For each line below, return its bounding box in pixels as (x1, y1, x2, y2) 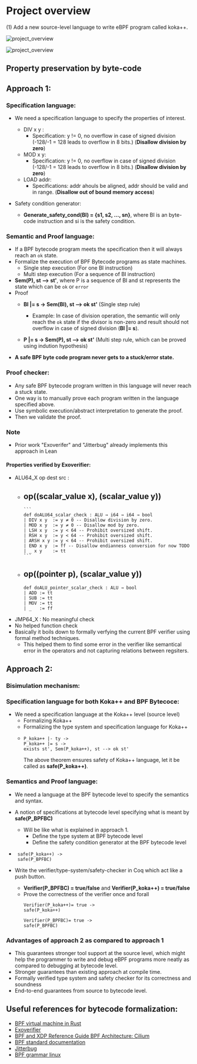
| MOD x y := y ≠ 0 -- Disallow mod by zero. (23, 522, 140, 528)
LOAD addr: (23, 176, 52, 183)
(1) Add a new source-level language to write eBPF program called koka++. (6, 24, 188, 31)
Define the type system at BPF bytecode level (32, 832, 143, 840)
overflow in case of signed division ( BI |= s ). (32, 325, 139, 332)
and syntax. (14, 797, 44, 804)
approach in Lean (14, 448, 58, 455)
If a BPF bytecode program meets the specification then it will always (14, 246, 183, 253)
